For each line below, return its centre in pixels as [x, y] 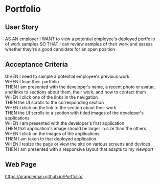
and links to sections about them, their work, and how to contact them [76, 92]
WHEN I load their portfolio [32, 81]
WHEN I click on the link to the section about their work [61, 107]
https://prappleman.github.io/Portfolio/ [44, 176]
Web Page [21, 165]
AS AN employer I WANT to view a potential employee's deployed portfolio [80, 39]
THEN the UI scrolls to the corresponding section [55, 102]
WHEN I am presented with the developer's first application [65, 123]
